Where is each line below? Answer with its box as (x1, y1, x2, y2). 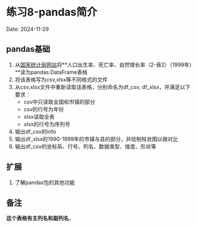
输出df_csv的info (14, 128, 57, 135)
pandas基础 (6, 44, 51, 54)
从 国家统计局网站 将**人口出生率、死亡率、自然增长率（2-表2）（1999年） (14, 61, 192, 68)
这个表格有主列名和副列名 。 (6, 215, 74, 222)
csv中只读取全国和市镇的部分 (23, 98, 95, 105)
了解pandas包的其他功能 (14, 179, 76, 186)
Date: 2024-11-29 (6, 25, 49, 33)
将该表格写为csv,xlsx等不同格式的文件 (14, 75, 108, 83)
